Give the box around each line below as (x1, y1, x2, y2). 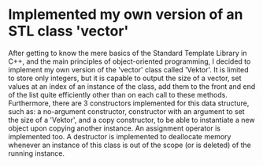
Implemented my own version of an (8, 6, 243, 24)
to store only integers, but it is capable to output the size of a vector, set (8, 73, 242, 83)
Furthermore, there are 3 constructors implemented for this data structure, (8, 98, 250, 108)
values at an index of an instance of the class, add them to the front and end (8, 81, 256, 91)
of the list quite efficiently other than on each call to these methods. (8, 90, 228, 99)
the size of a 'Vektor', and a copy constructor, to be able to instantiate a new (8, 115, 255, 124)
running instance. (8, 148, 65, 158)
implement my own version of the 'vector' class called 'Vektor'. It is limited (8, 65, 250, 74)
